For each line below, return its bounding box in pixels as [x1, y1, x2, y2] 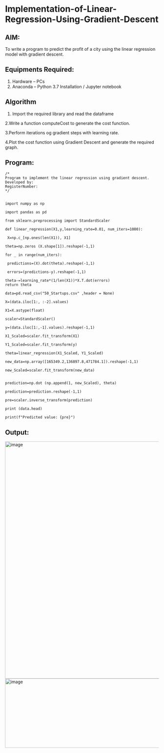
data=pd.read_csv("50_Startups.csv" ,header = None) [5, 291, 115, 296]
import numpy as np [5, 201, 45, 206]
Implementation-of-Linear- [5, 3, 117, 15]
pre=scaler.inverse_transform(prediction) [5, 398, 93, 403]
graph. [5, 144, 19, 150]
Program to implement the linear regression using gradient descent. [5, 176, 150, 181]
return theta [5, 282, 32, 288]
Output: [5, 428, 29, 437]
